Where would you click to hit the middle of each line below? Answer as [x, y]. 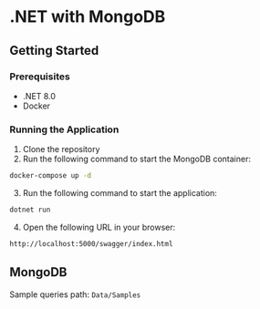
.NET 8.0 [39, 96]
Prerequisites [40, 77]
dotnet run [30, 210]
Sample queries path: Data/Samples [75, 294]
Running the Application [64, 129]
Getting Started [54, 51]
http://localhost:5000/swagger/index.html [91, 243]
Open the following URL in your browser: [99, 227]
